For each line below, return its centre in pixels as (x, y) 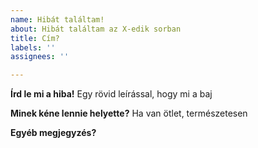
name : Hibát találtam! (57, 19)
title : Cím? (35, 38)
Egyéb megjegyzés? (53, 133)
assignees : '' (40, 57)
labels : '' (33, 47)
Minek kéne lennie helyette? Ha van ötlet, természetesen (129, 113)
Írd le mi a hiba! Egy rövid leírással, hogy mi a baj (111, 94)
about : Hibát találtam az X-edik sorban (96, 29)
